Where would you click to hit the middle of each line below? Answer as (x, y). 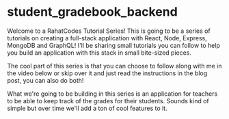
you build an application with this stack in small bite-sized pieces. (99, 53)
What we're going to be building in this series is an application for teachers (112, 94)
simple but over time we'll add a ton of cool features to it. (87, 108)
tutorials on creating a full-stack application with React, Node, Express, (107, 38)
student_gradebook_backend (92, 12)
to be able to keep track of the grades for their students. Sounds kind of (108, 101)
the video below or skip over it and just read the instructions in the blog (107, 73)
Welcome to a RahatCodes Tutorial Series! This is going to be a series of (109, 31)
